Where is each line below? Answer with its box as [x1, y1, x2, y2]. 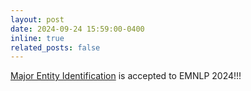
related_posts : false [10, 42, 101, 53]
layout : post [10, 14, 65, 25]
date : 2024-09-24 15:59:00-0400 [10, 24, 145, 34]
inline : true [10, 33, 65, 43]
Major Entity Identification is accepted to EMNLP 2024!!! [10, 70, 242, 82]
